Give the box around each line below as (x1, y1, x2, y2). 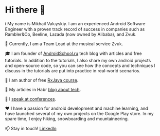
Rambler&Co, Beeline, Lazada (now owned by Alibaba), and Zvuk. (5, 31, 137, 37)
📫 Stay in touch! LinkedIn (5, 125, 57, 131)
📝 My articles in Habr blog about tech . (5, 86, 81, 92)
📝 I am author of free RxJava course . (5, 77, 79, 83)
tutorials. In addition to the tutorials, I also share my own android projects (5, 57, 151, 63)
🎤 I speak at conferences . (5, 96, 56, 102)
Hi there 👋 (5, 4, 45, 16)
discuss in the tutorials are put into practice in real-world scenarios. (5, 68, 141, 73)
